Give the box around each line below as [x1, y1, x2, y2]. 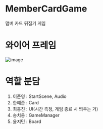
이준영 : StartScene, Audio [12, 93, 67, 99]
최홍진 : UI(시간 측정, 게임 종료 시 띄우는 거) [12, 106, 98, 112]
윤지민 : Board [12, 118, 41, 124]
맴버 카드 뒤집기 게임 [5, 20, 46, 26]
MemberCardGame [5, 3, 87, 15]
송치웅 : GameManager [12, 112, 60, 118]
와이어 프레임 [5, 40, 57, 51]
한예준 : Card [12, 99, 39, 105]
